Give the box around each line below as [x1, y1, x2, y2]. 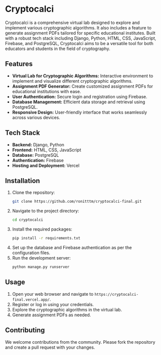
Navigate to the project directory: [12, 208, 79, 214]
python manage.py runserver [12, 264, 69, 269]
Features [5, 60, 33, 68]
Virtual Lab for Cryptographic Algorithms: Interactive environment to [12, 72, 153, 79]
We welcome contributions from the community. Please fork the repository [5, 339, 156, 345]
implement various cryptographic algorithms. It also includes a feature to [5, 24, 152, 30]
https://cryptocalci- [94, 292, 138, 297]
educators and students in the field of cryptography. [5, 46, 111, 51]
